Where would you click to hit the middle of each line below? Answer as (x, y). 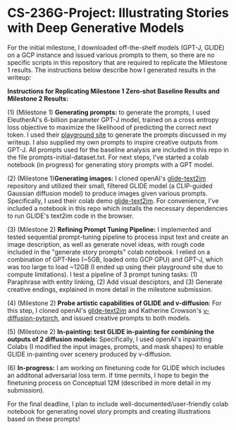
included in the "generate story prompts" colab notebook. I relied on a (109, 252)
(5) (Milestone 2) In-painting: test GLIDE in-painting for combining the (111, 331)
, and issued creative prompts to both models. (124, 318)
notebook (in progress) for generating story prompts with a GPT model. (111, 164)
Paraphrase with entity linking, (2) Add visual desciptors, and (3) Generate (115, 282)
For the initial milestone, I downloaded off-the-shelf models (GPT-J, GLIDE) (116, 47)
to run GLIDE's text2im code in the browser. (70, 216)
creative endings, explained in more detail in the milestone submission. (110, 289)
